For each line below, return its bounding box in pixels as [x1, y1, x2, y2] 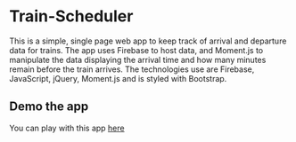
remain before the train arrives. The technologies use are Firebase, [9, 64, 255, 75]
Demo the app [9, 99, 89, 114]
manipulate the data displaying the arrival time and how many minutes [9, 54, 267, 65]
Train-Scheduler [9, 6, 134, 27]
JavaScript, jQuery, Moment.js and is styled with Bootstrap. [9, 73, 227, 83]
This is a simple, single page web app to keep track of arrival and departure [9, 35, 287, 46]
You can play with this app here [9, 122, 125, 133]
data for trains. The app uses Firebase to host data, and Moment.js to [9, 44, 264, 55]
